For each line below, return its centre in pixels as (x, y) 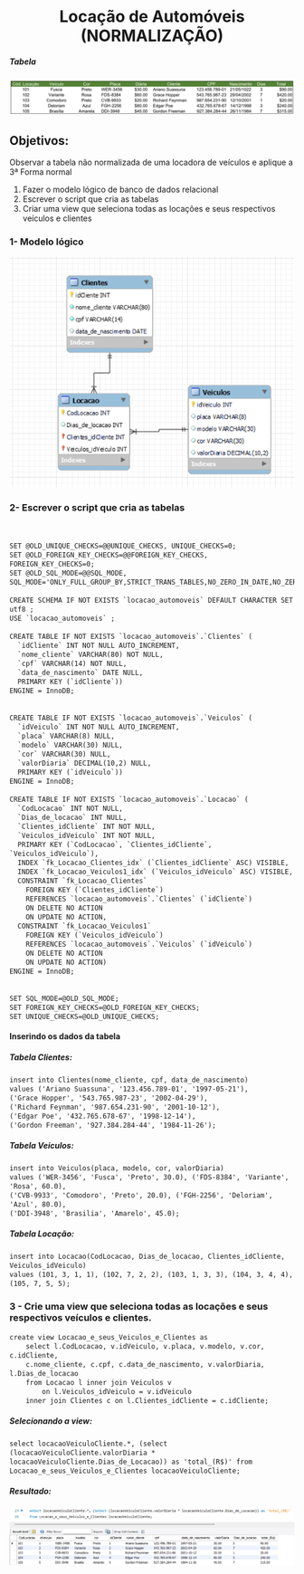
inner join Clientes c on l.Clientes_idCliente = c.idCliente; (147, 1401)
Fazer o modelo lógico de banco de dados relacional (120, 189)
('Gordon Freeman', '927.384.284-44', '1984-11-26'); (113, 1126)
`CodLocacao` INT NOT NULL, (71, 808)
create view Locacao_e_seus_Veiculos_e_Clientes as (109, 1338)
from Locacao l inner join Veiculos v (99, 1383)
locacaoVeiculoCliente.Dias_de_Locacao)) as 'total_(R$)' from (131, 1462)
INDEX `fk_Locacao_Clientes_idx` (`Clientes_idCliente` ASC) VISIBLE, (153, 863)
